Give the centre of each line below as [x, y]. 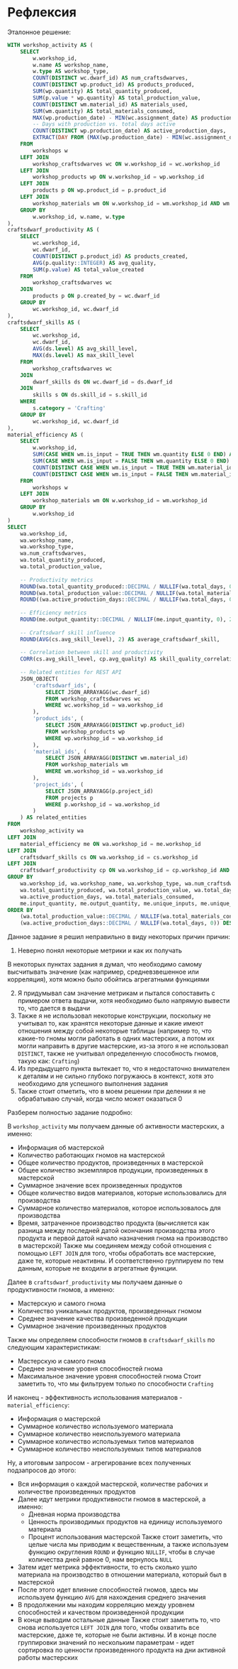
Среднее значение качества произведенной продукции [102, 1319]
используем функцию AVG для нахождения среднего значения [112, 1597]
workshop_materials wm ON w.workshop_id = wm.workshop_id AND [126, 203]
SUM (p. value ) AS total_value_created [88, 270]
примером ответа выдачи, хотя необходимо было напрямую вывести [124, 1001]
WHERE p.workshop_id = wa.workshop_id [102, 804]
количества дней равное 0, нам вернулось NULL [100, 1560]
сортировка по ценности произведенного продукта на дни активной [121, 1650]
